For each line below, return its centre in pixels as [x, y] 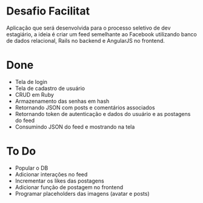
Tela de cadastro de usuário [50, 88]
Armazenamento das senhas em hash [62, 101]
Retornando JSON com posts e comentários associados [85, 108]
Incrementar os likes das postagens [59, 181]
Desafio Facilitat [48, 11]
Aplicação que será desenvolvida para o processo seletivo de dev [88, 28]
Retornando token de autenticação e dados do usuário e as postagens [103, 114]
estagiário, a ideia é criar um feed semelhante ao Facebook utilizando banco [101, 34]
